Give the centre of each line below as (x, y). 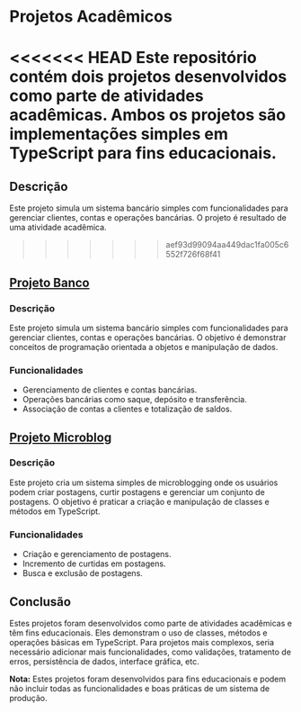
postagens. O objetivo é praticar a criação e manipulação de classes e (139, 501)
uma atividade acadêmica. (58, 228)
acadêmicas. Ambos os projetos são (147, 115)
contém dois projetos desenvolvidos (148, 77)
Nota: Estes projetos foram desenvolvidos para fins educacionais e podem (148, 679)
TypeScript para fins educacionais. (143, 153)
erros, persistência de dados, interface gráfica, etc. (104, 661)
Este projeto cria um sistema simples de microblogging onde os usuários (144, 482)
